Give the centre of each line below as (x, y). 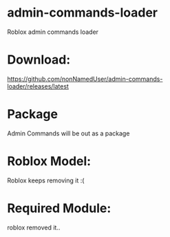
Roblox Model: (49, 161)
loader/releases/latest (38, 86)
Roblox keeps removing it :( (46, 180)
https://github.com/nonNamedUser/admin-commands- (85, 79)
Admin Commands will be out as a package (68, 133)
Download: (39, 60)
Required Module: (59, 208)
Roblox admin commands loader (53, 32)
